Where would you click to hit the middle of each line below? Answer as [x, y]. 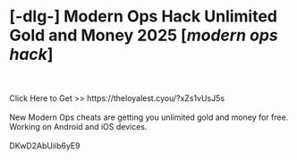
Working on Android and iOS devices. [78, 126]
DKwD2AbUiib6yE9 [45, 146]
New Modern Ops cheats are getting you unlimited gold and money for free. [149, 117]
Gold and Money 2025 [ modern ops [144, 35]
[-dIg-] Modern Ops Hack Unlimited [144, 17]
